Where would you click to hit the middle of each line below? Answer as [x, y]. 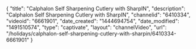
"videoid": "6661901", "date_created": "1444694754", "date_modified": [93, 21]
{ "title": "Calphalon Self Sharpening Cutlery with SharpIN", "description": [96, 9]
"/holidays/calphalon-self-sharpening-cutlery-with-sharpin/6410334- [91, 34]
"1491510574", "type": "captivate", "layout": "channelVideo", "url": [86, 27]
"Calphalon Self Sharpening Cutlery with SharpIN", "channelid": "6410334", [98, 15]
